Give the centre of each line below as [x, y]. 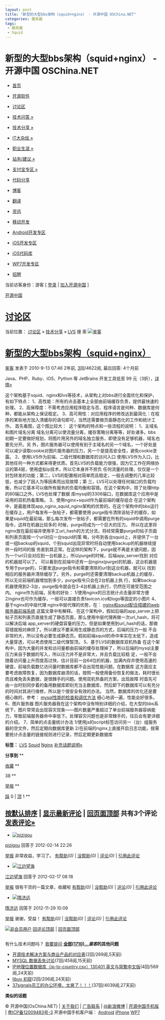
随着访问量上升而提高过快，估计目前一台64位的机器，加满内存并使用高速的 [81, 660]
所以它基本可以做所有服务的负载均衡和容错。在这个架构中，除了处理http [86, 488]
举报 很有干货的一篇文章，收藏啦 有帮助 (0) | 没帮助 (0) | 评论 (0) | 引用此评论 [81, 887]
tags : [11, 23]
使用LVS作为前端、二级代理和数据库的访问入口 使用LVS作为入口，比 [91, 456]
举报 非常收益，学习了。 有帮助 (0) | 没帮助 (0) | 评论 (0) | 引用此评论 [72, 855]
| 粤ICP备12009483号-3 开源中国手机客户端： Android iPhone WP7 [73, 1012]
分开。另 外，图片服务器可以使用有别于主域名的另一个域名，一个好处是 [85, 444]
